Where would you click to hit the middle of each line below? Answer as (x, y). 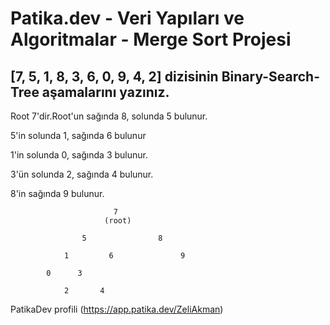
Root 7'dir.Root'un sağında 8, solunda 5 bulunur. (109, 116)
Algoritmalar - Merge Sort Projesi (151, 39)
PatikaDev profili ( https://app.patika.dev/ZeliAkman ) (117, 309)
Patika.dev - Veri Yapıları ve (127, 18)
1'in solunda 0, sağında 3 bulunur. (79, 155)
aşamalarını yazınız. (105, 92)
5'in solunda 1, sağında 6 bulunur (78, 135)
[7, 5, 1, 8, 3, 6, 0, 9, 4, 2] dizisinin (114, 76)
